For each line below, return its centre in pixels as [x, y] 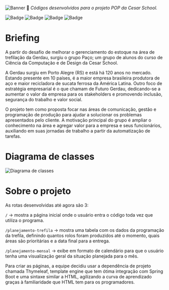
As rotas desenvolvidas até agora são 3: [47, 205]
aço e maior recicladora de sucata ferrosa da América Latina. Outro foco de [84, 83]
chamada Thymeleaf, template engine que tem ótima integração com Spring [84, 271]
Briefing [22, 38]
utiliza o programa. [25, 220]
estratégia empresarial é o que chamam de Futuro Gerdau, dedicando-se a [83, 89]
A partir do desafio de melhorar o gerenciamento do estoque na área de [80, 52]
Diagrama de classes [50, 157]
